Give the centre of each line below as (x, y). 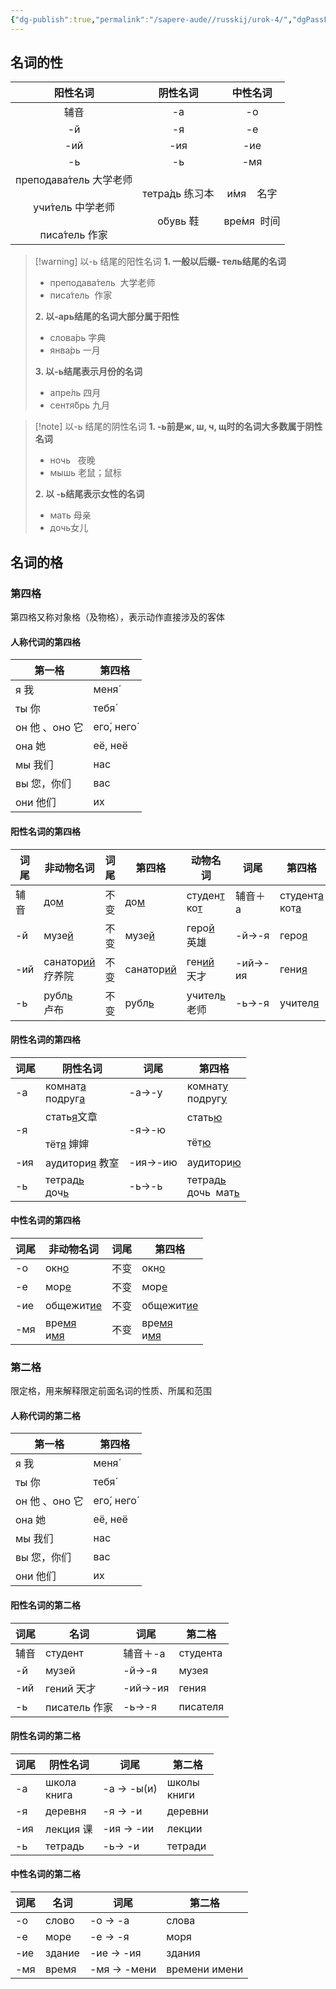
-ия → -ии (128, 1828)
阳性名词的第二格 (45, 1605)
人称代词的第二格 (45, 1415)
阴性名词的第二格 (45, 1736)
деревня (66, 1811)
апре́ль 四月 (75, 393)
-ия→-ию (153, 1162)
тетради (186, 1846)
